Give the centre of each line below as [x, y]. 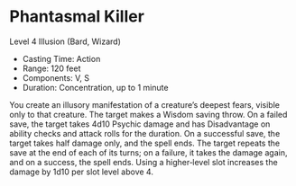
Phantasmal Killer [77, 17]
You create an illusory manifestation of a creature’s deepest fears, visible [144, 104]
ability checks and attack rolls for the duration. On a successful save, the [145, 133]
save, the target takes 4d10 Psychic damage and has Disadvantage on [140, 124]
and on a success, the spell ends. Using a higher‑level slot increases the [143, 162]
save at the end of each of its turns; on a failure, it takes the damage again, [148, 152]
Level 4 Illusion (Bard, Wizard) [65, 41]
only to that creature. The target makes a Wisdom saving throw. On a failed [148, 114]
